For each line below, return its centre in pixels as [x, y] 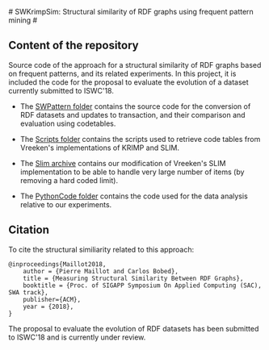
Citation [29, 230]
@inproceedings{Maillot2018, [57, 264]
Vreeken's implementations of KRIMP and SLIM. [100, 148]
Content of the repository [74, 46]
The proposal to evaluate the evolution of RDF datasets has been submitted [134, 328]
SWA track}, [28, 292]
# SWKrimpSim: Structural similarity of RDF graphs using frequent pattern [131, 12]
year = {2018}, [48, 306]
